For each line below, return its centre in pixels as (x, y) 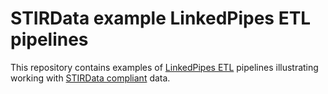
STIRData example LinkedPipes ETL (161, 18)
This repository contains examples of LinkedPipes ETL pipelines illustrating (164, 67)
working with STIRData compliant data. (90, 78)
